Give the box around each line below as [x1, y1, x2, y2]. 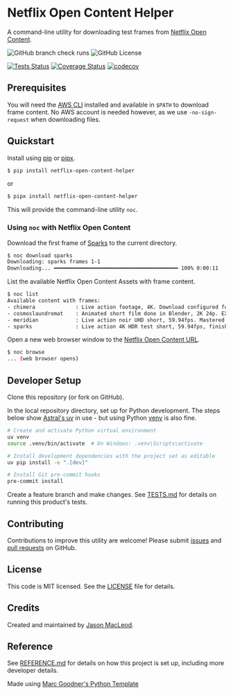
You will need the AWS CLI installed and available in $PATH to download [7, 100, 209, 109]
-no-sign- [189, 109, 217, 116]
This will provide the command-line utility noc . [7, 206, 138, 214]
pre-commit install [7, 478, 64, 485]
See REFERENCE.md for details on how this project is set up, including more [7, 659, 225, 667]
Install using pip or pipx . [7, 154, 76, 162]
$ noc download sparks [7, 252, 73, 259]
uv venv [7, 433, 30, 441]
